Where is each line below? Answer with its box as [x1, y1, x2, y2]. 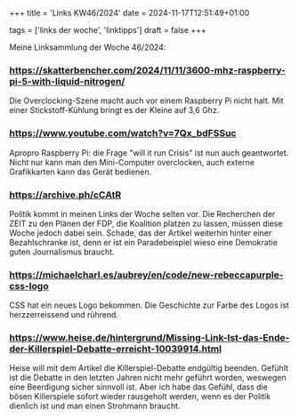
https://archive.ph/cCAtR [9, 189, 122, 201]
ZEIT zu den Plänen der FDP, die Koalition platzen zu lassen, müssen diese [9, 218, 283, 229]
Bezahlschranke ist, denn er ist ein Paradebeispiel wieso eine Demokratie [9, 237, 279, 247]
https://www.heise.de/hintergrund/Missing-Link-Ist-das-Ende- [9, 332, 290, 344]
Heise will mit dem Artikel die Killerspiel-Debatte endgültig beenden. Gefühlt [9, 363, 289, 374]
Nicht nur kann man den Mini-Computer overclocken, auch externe [9, 157, 255, 167]
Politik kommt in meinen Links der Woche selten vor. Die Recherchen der [9, 208, 276, 219]
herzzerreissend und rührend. [9, 309, 118, 320]
